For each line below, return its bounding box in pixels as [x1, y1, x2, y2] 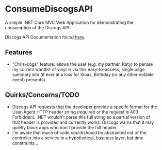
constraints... [12, 140, 39, 146]
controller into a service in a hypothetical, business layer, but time [12, 135, 144, 141]
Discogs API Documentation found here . [5, 34, 85, 40]
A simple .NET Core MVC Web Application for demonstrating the [5, 19, 134, 25]
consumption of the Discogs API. [5, 24, 71, 30]
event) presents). [12, 76, 47, 82]
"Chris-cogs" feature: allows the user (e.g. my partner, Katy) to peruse [12, 61, 153, 67]
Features [5, 48, 32, 56]
